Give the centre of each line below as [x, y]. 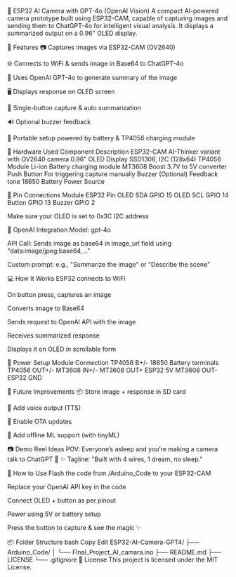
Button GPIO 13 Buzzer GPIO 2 [51, 203]
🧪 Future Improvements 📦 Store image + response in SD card [97, 392]
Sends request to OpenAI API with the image [72, 322]
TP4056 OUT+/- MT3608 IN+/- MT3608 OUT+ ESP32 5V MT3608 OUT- [112, 370]
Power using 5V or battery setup [54, 514]
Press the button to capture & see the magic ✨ [74, 528]
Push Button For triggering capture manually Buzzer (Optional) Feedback [113, 174]
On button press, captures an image [59, 294]
